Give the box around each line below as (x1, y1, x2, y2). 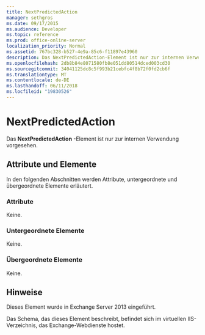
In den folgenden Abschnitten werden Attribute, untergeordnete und (6, 175, 178, 183)
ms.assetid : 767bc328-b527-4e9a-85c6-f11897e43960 (6, 49, 138, 55)
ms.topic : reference (6, 32, 59, 38)
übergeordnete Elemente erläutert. (6, 182, 93, 190)
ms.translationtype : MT (6, 72, 67, 78)
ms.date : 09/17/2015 (6, 20, 59, 26)
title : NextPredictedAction (6, 9, 78, 15)
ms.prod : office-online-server (6, 37, 86, 43)
